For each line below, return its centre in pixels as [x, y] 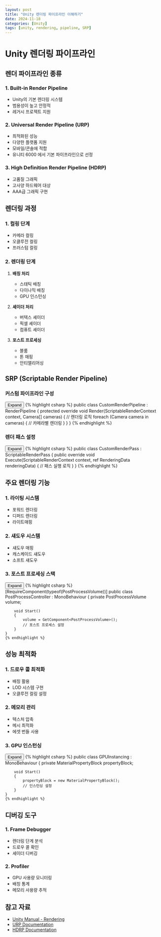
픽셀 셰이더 [30, 323]
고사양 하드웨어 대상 [31, 185]
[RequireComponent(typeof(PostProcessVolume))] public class [69, 591]
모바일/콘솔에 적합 [30, 148]
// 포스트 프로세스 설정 [44, 625]
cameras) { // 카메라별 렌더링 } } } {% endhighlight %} [59, 423]
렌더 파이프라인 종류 [33, 74]
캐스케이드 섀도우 [29, 554]
